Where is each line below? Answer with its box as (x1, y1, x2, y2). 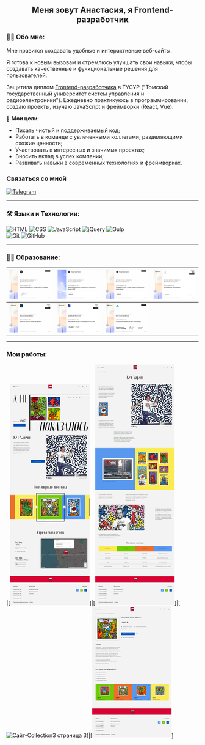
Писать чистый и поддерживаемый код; (15, 127, 121, 134)
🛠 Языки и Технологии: (6, 209, 81, 218)
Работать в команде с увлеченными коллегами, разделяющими (15, 133, 183, 140)
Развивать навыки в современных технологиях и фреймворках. (15, 159, 182, 166)
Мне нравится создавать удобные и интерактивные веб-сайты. (6, 46, 172, 54)
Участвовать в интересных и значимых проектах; (15, 146, 145, 153)
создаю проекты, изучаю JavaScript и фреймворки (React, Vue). (6, 103, 174, 110)
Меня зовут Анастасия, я (31, 5, 133, 15)
